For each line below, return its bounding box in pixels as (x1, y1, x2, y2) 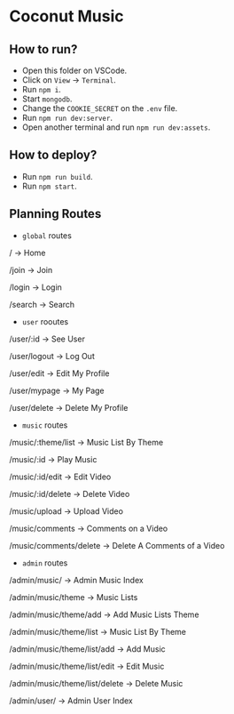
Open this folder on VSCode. (21, 65, 128, 76)
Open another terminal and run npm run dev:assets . (21, 122, 211, 132)
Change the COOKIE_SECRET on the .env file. (21, 103, 178, 113)
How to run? (9, 42, 78, 57)
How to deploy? (9, 148, 97, 163)
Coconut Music (9, 6, 124, 27)
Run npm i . (21, 84, 62, 94)
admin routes (21, 558, 68, 568)
